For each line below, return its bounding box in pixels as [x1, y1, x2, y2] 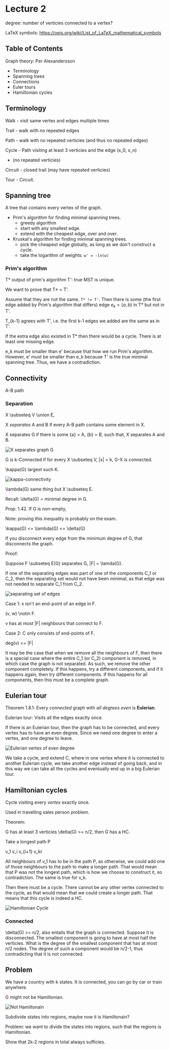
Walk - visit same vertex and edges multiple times [5, 117, 110, 123]
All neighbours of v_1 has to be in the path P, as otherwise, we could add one [5, 859, 165, 865]
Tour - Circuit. [5, 176, 35, 183]
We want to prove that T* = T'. [5, 286, 69, 292]
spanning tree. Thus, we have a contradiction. [5, 359, 101, 366]
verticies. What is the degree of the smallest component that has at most [5, 940, 157, 946]
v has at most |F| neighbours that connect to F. [5, 620, 103, 626]
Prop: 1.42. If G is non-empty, [5, 506, 67, 512]
